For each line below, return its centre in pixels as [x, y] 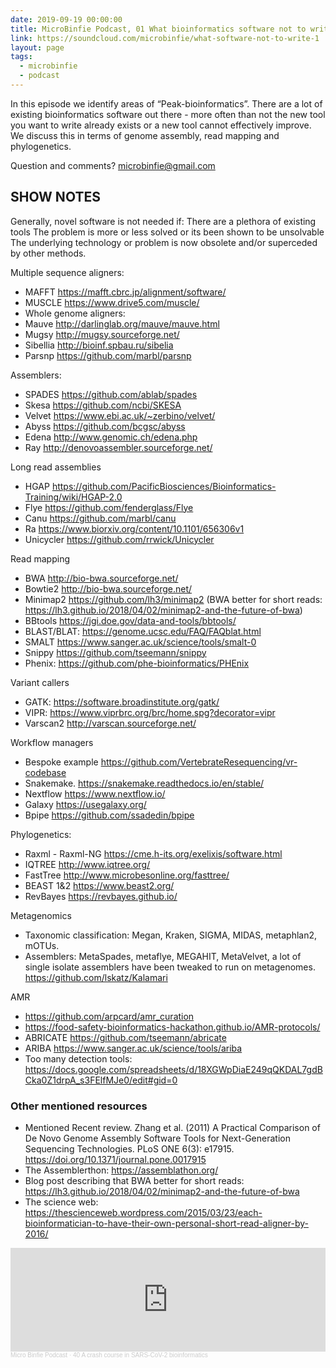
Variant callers [40, 682]
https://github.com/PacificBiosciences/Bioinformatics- [164, 486]
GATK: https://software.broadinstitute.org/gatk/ [122, 702]
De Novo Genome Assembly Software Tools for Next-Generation [157, 1138]
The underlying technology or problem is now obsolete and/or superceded [164, 242]
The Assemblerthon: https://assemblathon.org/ [121, 1170]
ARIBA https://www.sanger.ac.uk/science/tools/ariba [133, 1048]
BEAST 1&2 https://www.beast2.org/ [99, 885]
